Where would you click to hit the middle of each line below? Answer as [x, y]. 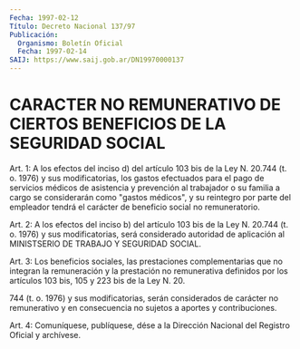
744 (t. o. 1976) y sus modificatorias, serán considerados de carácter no [144, 298]
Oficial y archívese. [45, 334]
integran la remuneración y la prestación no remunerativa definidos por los [149, 271]
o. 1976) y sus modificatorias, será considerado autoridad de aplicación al [147, 234]
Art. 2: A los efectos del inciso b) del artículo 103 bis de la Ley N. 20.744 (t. [149, 224]
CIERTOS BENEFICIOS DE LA [118, 124]
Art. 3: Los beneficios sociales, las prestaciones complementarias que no [146, 261]
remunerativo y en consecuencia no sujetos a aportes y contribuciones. [143, 307]
